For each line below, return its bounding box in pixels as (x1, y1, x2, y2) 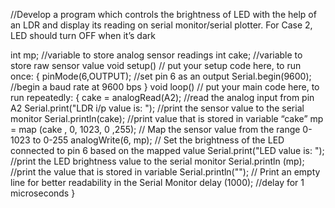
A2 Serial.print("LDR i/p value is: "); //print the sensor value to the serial (10, 102, 305, 114)
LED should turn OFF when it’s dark (10, 30, 156, 41)
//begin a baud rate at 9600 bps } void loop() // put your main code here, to (10, 81, 320, 93)
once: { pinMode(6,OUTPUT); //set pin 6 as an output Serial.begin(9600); (10, 70, 312, 82)
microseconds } (10, 187, 76, 199)
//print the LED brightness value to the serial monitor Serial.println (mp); (10, 155, 305, 167)
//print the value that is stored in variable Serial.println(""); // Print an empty (10, 166, 321, 178)
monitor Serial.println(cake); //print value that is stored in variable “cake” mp (10, 113, 324, 124)
